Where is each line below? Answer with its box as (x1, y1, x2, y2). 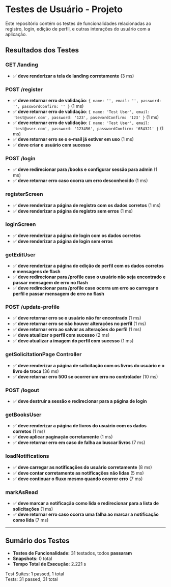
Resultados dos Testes (5, 46, 79, 54)
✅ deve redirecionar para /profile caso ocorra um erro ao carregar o (12, 285, 159, 291)
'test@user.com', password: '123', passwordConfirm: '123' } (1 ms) (12, 114, 159, 120)
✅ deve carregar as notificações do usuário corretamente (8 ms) (12, 464, 152, 470)
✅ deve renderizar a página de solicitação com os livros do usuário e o (12, 362, 164, 368)
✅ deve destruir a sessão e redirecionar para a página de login (12, 398, 147, 404)
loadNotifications (5, 453, 49, 460)
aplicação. (5, 31, 27, 37)
